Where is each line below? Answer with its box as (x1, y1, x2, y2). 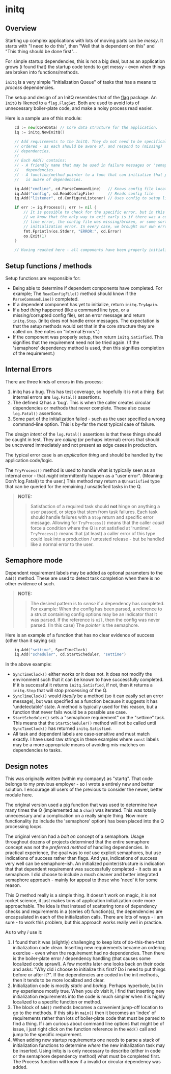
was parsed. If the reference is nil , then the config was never (30, 616, 160, 623)
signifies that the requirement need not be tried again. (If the (12, 339, 139, 346)
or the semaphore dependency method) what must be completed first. (12, 1053, 160, 1059)
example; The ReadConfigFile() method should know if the (12, 290, 136, 296)
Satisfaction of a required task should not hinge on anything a (30, 503, 160, 509)
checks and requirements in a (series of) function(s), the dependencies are (5, 908, 163, 915)
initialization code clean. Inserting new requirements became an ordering (12, 945, 166, 951)
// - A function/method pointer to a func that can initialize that (14, 172, 163, 177)
